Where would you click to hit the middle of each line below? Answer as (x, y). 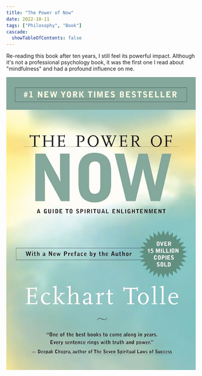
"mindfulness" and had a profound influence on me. (70, 69)
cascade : (17, 32)
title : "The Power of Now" (40, 13)
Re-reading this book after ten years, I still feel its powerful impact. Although (101, 56)
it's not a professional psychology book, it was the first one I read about (95, 63)
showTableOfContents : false (47, 38)
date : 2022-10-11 (28, 19)
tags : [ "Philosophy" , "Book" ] (44, 25)
